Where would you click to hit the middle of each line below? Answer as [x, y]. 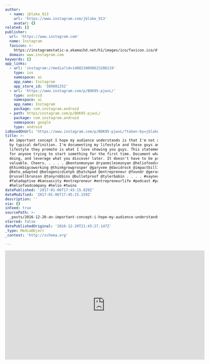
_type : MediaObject [25, 231]
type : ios [24, 73]
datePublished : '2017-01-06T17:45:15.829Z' [50, 190]
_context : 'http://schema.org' [37, 235]
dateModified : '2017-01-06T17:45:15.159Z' [48, 195]
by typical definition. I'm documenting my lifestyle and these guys [81, 145]
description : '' [21, 199]
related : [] [17, 28]
